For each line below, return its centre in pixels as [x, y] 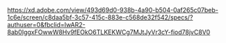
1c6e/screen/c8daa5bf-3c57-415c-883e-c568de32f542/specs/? [100, 17]
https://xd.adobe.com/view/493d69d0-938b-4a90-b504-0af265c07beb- [113, 10]
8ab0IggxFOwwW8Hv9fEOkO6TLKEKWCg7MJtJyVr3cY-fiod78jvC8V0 [109, 32]
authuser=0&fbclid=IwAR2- [46, 25]
